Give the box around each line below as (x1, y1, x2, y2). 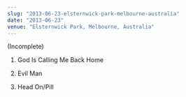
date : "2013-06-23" (7, 17, 64, 24)
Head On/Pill (17, 83, 55, 91)
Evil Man (17, 69, 43, 77)
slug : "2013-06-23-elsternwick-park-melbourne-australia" (7, 10, 180, 17)
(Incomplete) (7, 43, 44, 51)
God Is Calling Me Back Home (17, 56, 103, 64)
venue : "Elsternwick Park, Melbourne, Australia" (7, 23, 155, 30)
